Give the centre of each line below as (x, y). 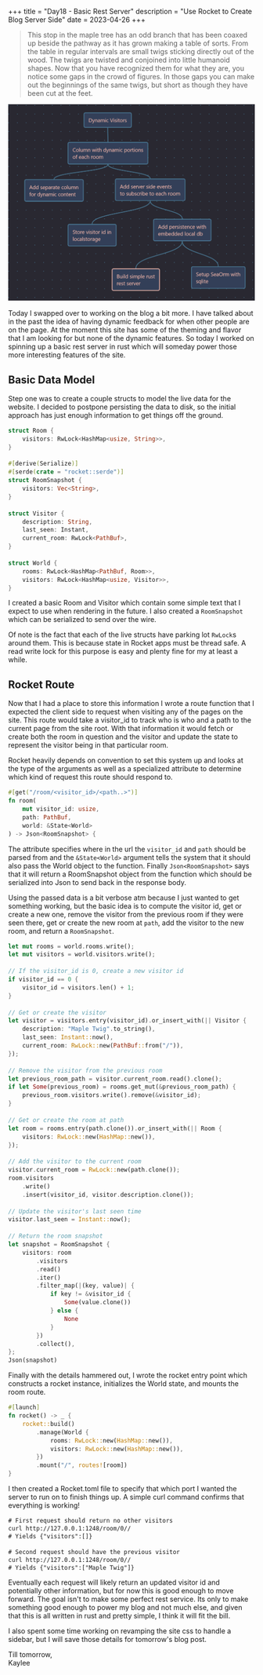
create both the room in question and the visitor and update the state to (123, 737)
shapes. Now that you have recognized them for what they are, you (136, 68)
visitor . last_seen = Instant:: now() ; (70, 1220)
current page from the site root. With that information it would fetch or (121, 729)
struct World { (33, 563)
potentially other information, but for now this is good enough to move (121, 1591)
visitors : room (47, 1253)
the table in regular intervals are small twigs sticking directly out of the (141, 51)
